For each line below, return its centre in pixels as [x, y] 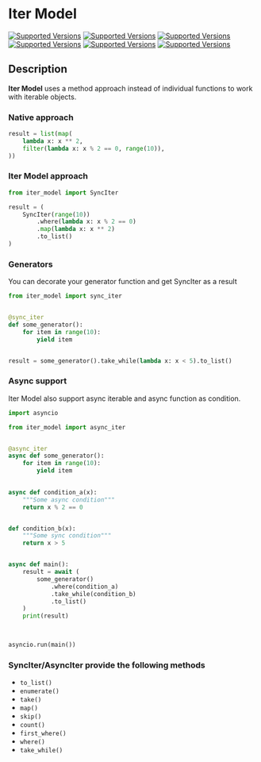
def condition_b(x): [42, 529]
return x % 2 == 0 [53, 507]
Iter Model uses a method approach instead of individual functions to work [130, 88]
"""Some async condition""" [69, 500]
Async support [38, 381]
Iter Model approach [48, 176]
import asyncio [33, 413]
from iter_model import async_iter [67, 427]
